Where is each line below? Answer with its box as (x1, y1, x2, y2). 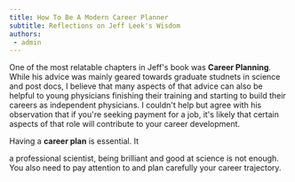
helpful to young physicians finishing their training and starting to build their (9, 91, 286, 101)
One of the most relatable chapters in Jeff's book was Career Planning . (9, 62, 272, 73)
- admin (12, 37, 42, 47)
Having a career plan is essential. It (9, 136, 140, 146)
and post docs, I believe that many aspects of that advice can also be (9, 81, 264, 91)
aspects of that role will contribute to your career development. (9, 119, 241, 130)
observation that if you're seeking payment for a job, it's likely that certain (9, 109, 280, 120)
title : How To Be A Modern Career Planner (9, 12, 169, 22)
